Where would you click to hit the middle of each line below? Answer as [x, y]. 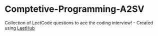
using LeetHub [20, 28]
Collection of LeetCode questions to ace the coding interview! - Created [79, 23]
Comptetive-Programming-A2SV [74, 9]
